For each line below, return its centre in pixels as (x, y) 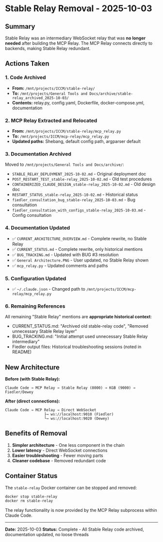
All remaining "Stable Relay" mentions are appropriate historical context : (78, 317)
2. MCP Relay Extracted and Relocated (51, 121)
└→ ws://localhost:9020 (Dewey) (77, 419)
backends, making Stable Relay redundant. (48, 48)
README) (22, 352)
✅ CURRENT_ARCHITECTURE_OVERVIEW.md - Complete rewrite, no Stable (79, 238)
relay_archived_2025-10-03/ (40, 98)
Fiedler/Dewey (19, 392)
